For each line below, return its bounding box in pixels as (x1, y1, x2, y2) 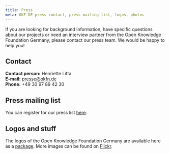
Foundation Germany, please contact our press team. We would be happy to (5, 37, 165, 43)
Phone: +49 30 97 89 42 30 (5, 81, 65, 87)
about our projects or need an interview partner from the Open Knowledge (5, 32, 161, 38)
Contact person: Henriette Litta (5, 71, 72, 77)
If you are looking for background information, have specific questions (5, 26, 153, 32)
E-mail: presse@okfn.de (5, 76, 57, 82)
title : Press (5, 7, 33, 13)
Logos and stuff (5, 124, 56, 133)
